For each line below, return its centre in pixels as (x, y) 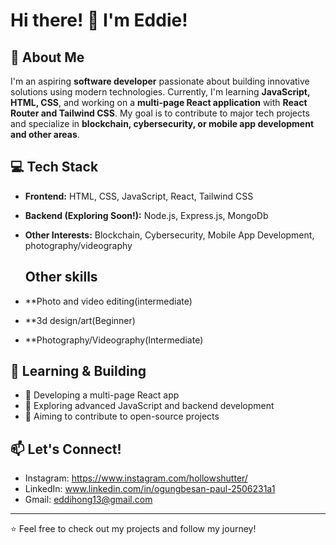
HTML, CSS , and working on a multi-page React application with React (159, 102)
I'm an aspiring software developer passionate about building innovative (160, 81)
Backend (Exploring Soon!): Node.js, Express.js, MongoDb (146, 215)
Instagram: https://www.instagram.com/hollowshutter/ (136, 478)
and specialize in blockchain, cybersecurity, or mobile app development (162, 123)
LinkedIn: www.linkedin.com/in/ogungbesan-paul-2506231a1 (150, 489)
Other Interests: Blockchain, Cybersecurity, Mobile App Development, (169, 235)
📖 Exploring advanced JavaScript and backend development (149, 406)
